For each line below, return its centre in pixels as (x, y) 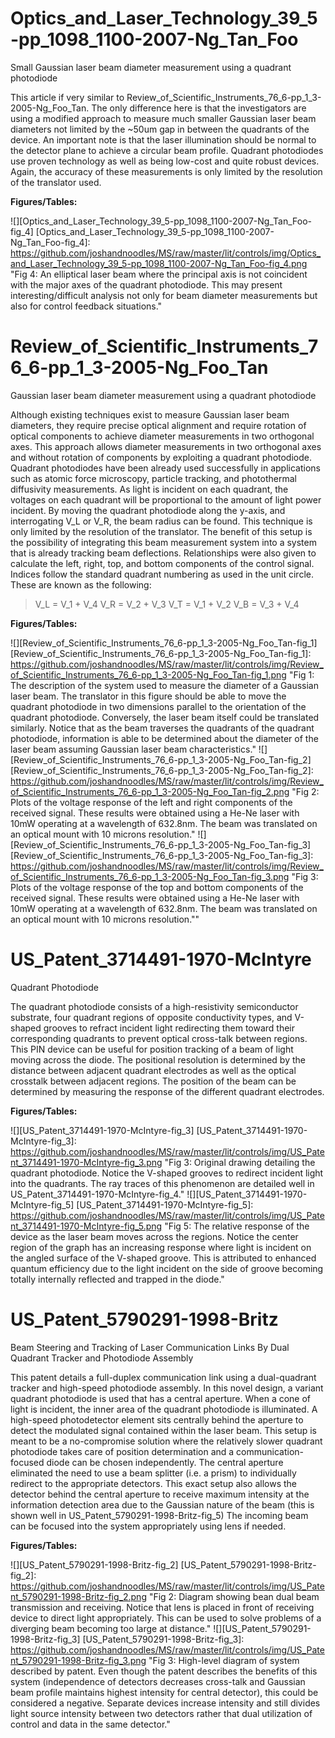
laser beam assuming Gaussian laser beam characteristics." (133, 749)
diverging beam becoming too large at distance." (111, 1628)
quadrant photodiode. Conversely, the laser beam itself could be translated (165, 717)
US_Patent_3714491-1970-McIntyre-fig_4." (97, 1194)
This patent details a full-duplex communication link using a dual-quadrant (163, 1377)
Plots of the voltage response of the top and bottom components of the (157, 887)
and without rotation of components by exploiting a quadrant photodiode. (161, 457)
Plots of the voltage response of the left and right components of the (151, 802)
